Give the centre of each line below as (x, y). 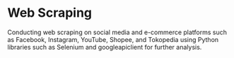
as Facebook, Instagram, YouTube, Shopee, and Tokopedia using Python (113, 39)
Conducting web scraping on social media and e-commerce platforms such (117, 32)
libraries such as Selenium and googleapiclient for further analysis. (105, 47)
